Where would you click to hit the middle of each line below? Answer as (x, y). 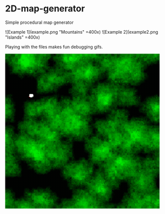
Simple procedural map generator (40, 22)
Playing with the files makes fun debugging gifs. (54, 47)
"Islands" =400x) (23, 37)
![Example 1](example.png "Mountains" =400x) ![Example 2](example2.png (82, 32)
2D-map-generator (45, 9)
